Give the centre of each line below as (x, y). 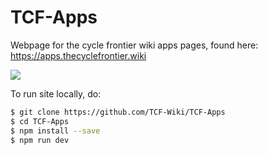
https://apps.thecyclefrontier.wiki (78, 55)
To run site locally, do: (56, 93)
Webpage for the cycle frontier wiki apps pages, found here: (134, 45)
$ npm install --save (55, 131)
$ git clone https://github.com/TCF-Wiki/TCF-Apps (118, 112)
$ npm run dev (40, 140)
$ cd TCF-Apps (40, 121)
